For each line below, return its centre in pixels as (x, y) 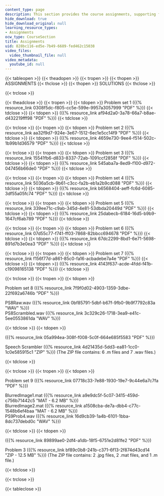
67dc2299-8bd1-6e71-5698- (127, 239)
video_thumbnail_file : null (38, 55)
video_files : (18, 51)
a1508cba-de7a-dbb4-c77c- (112, 406)
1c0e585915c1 (19, 352)
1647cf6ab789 (20, 219)
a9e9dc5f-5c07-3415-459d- (111, 395)
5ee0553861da (20, 318)
